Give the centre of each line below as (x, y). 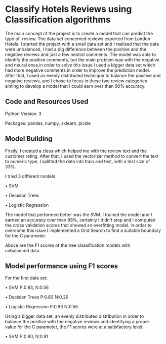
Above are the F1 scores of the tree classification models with (68, 245)
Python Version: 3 (23, 114)
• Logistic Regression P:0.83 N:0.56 (41, 307)
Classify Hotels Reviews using (68, 9)
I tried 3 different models (30, 176)
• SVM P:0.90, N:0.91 (27, 337)
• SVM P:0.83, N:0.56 (27, 287)
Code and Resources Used (47, 102)
